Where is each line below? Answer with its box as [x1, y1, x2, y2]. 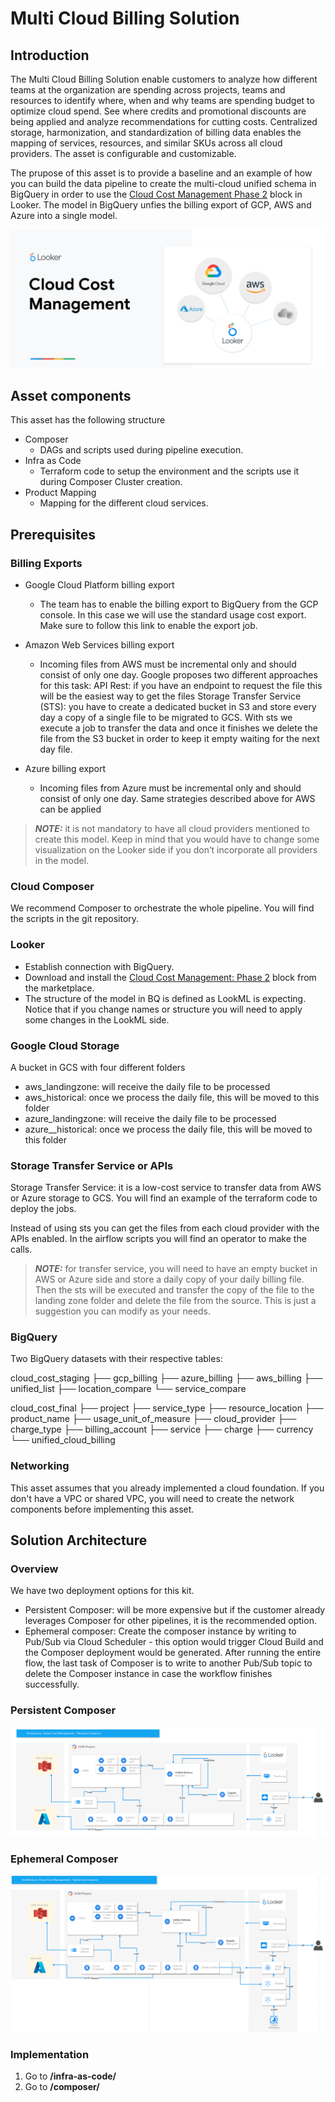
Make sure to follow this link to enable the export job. [39, 619, 258, 631]
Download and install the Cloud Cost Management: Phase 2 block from [24, 971, 317, 983]
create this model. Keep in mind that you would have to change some [34, 833, 320, 845]
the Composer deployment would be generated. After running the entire [24, 1647, 322, 1659]
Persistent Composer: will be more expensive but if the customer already [24, 1604, 326, 1616]
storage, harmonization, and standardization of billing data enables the [10, 127, 302, 138]
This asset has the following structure [10, 414, 166, 426]
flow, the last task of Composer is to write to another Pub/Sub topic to [24, 1657, 313, 1669]
